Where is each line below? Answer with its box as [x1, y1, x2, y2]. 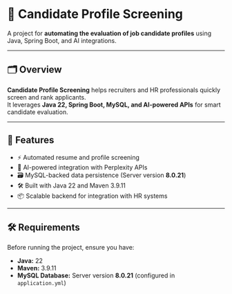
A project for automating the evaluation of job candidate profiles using [7, 29, 212, 37]
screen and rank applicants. [7, 93, 86, 101]
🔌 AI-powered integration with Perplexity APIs [17, 163, 148, 172]
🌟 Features [7, 134, 55, 146]
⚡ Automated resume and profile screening [17, 153, 140, 161]
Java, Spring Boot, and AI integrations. [7, 36, 117, 44]
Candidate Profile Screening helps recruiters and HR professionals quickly [7, 86, 221, 94]
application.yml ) [17, 279, 67, 287]
